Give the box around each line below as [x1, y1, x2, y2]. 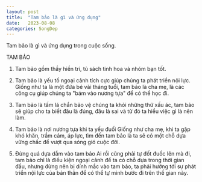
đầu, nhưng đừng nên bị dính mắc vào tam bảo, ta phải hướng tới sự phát [14, 163, 196, 170]
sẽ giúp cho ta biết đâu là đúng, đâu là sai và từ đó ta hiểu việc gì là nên [14, 108, 194, 115]
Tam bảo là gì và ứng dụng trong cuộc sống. [6, 42, 116, 49]
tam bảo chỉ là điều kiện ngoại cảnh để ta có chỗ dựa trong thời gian [14, 157, 185, 164]
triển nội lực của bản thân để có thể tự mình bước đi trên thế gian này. [14, 169, 189, 177]
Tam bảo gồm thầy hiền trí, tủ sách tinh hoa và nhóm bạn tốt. [14, 65, 166, 73]
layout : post [6, 8, 39, 15]
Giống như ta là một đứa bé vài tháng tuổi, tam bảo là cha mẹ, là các [14, 83, 185, 91]
